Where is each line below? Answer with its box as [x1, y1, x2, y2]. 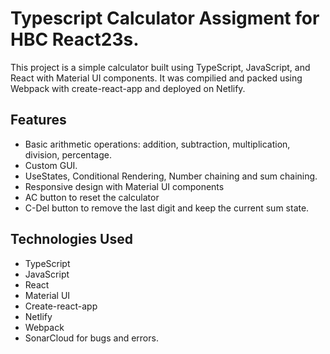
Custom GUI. [24, 159, 78, 171]
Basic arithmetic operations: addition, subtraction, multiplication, [24, 138, 291, 150]
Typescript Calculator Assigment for [10, 7, 320, 30]
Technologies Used [10, 231, 133, 248]
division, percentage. [24, 148, 112, 161]
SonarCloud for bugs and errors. [24, 332, 159, 344]
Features [10, 112, 67, 129]
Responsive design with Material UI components [24, 180, 225, 192]
